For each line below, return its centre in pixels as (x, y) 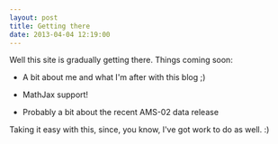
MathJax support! (55, 94)
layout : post (34, 18)
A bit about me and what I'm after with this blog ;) (114, 77)
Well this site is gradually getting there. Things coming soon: (121, 60)
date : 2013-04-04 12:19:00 (60, 34)
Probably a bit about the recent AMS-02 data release (120, 112)
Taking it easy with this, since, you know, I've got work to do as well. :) (139, 130)
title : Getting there (50, 26)
